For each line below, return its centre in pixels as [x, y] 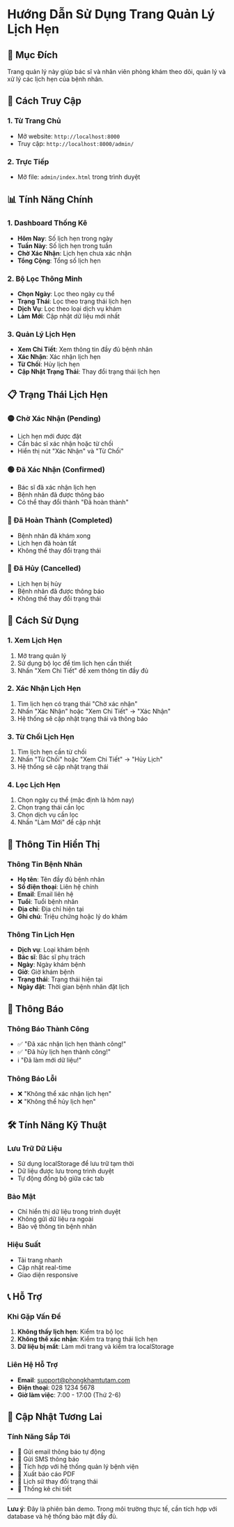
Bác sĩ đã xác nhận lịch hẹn [56, 488]
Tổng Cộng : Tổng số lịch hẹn [59, 261]
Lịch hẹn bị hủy [39, 583]
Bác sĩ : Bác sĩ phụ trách [51, 957]
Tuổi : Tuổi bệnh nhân [48, 902]
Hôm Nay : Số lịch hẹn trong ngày [65, 238]
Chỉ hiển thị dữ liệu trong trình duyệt [69, 1212]
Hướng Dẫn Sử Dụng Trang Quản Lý [111, 14]
